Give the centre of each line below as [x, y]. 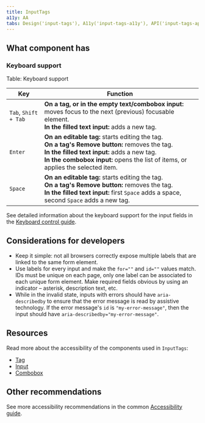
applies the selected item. [81, 167]
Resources [27, 333]
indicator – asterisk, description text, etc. [66, 288]
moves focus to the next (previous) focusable [110, 112]
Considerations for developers [66, 241]
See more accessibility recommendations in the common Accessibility [95, 407]
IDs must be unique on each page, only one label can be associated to [103, 275]
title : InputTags [28, 12]
